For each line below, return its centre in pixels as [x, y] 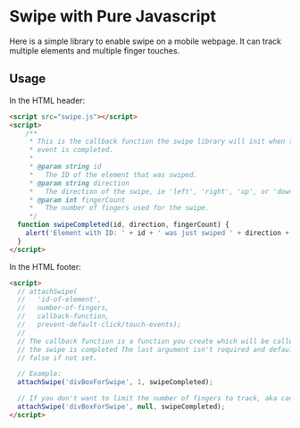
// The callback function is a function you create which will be [143, 341]
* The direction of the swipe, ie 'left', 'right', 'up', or [149, 191]
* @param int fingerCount [77, 200]
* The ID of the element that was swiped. [113, 175]
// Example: [40, 374]
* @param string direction [79, 183]
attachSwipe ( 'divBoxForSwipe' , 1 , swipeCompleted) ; [116, 382]
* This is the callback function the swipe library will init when [157, 142]
